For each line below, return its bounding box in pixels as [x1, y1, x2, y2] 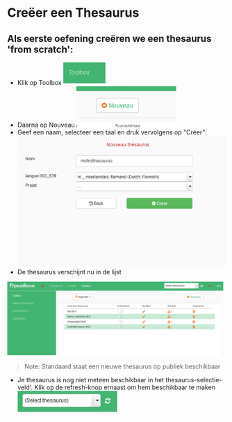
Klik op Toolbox [17, 79, 62, 86]
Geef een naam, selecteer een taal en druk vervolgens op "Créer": [17, 128, 207, 136]
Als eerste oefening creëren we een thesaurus [7, 33, 212, 45]
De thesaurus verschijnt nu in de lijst [17, 267, 122, 276]
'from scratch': [7, 43, 74, 55]
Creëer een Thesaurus [7, 5, 140, 21]
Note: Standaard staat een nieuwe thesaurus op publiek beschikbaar [24, 362, 221, 370]
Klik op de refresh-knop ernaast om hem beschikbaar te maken [34, 383, 215, 391]
